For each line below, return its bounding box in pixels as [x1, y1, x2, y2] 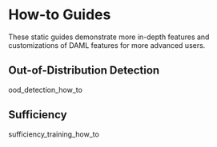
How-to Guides [8, 6, 111, 24]
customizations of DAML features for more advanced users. [8, 40, 206, 50]
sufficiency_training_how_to [8, 129, 100, 139]
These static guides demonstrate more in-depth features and [8, 32, 210, 42]
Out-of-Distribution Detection [8, 64, 160, 77]
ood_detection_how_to [8, 85, 82, 94]
